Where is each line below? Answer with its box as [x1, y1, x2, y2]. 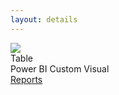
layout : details [10, 14, 78, 25]
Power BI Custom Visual [10, 62, 110, 75]
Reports [10, 73, 43, 85]
